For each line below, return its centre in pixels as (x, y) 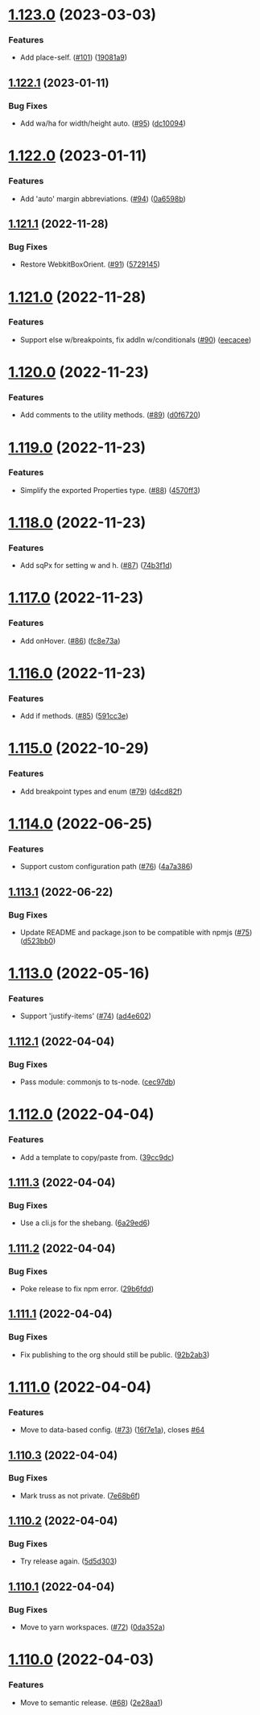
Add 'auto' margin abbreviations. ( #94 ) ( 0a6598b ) (103, 198)
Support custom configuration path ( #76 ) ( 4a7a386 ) (106, 867)
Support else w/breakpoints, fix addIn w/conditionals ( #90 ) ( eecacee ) (136, 339)
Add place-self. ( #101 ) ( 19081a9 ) (73, 57)
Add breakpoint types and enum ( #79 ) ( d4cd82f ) (101, 791)
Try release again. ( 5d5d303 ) (68, 1561)
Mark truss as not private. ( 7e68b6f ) (80, 1495)
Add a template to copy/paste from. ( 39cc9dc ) (97, 1157)
